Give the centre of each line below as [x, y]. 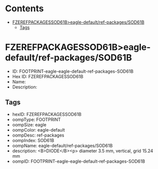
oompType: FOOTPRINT [36, 119]
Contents [25, 9]
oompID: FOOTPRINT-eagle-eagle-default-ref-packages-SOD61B [79, 161]
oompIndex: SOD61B [33, 140]
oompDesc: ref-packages [38, 135]
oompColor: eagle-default [38, 130]
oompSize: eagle [29, 125]
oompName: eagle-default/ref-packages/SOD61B [63, 145]
